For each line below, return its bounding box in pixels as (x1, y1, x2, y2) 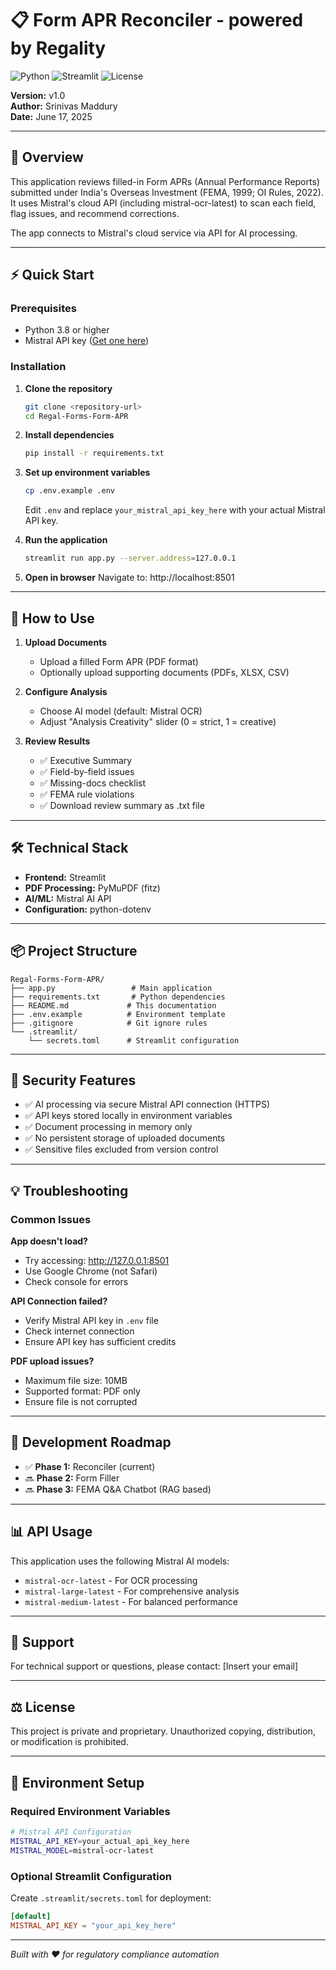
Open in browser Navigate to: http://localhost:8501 (24, 572, 235, 584)
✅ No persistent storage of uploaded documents (24, 1132, 226, 1144)
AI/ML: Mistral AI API (24, 892, 112, 904)
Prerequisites (10, 302, 77, 316)
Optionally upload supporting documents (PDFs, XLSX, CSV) (39, 666, 290, 678)
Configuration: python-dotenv (24, 903, 152, 915)
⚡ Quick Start (10, 267, 95, 284)
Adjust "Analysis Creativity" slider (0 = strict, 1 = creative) (39, 715, 277, 727)
